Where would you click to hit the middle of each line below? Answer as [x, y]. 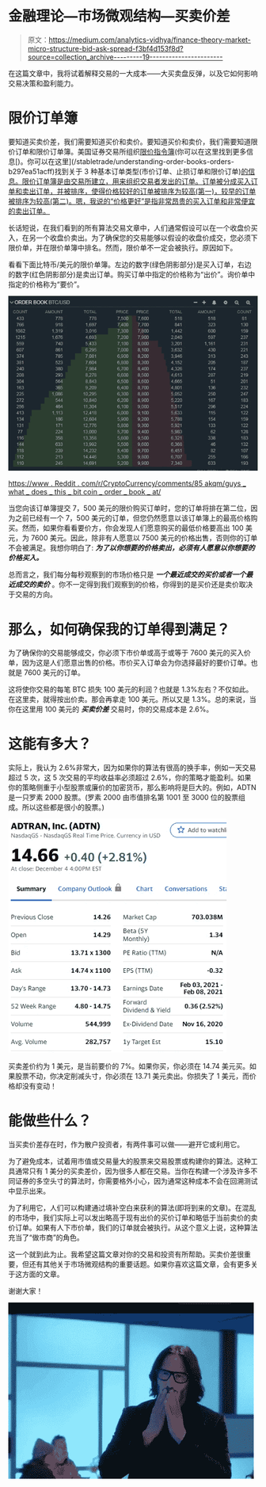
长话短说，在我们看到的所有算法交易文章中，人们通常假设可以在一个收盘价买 [133, 227]
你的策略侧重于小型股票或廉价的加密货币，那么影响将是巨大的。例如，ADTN [132, 787]
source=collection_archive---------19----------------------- [125, 57]
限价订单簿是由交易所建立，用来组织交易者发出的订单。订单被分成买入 [136, 181]
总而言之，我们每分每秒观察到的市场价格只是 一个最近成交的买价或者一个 [127, 574]
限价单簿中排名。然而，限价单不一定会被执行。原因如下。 [143, 247]
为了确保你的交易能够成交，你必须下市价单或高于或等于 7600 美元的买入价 [129, 653]
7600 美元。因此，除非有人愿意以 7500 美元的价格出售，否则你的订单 [144, 538]
